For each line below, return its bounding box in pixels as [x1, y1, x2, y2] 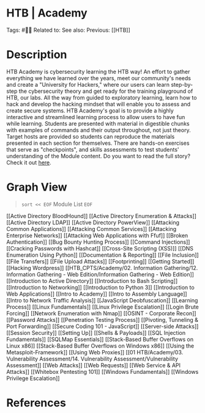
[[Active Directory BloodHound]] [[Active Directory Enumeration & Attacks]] [6, 212, 197, 219]
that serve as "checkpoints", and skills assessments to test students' [6, 145, 179, 153]
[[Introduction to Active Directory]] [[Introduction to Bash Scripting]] [6, 277, 178, 284]
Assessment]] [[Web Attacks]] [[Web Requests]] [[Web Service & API [6, 361, 181, 369]
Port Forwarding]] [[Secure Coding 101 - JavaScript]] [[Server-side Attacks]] [6, 323, 199, 330]
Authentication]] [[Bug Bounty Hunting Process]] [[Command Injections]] [6, 238, 190, 246]
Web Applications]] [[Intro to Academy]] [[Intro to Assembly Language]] [6, 290, 188, 298]
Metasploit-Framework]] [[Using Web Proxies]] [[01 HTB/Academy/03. [6, 348, 184, 356]
